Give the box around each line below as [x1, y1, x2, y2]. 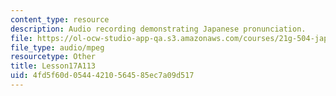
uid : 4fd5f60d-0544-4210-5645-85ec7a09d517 [10, 71, 195, 81]
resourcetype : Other [10, 52, 97, 62]
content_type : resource [10, 14, 110, 25]
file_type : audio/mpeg [10, 42, 105, 53]
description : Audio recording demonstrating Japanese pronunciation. [10, 24, 307, 34]
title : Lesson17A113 [10, 61, 97, 71]
